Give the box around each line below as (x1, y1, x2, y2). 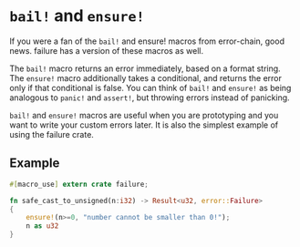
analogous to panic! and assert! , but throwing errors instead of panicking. (9, 92, 290, 103)
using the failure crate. (9, 129, 94, 139)
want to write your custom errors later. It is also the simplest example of (9, 119, 279, 130)
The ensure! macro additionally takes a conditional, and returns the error (9, 72, 283, 83)
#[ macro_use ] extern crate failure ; (9, 180, 149, 189)
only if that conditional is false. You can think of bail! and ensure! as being (9, 82, 292, 93)
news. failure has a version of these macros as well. (9, 45, 203, 56)
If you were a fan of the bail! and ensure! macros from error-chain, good (9, 36, 285, 46)
